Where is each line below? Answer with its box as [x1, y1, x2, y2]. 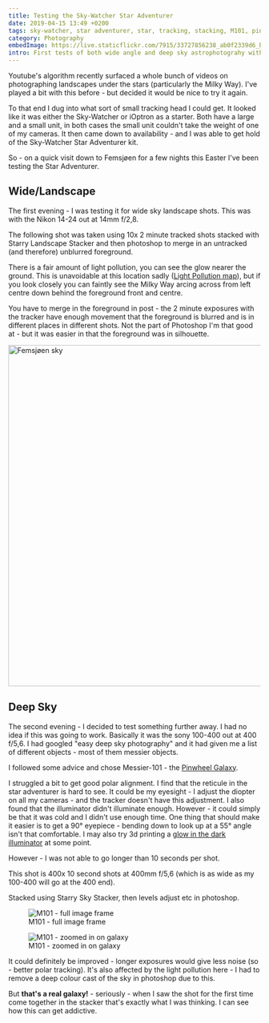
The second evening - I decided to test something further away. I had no [8, 721, 247, 731]
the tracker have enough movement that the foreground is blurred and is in [8, 311, 255, 321]
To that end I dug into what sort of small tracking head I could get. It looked [8, 103, 256, 113]
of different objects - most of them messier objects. [8, 747, 179, 756]
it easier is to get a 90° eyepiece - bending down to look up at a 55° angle [8, 820, 252, 830]
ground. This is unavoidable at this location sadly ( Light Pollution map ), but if [8, 271, 261, 280]
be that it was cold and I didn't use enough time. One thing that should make [8, 812, 260, 821]
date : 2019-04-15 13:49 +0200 [8, 19, 110, 27]
